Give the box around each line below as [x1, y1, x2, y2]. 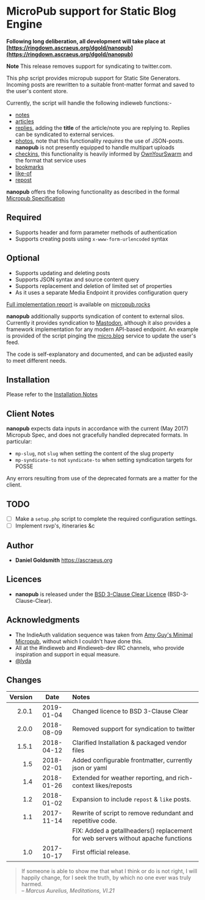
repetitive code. [72, 817, 117, 825]
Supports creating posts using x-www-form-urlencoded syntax [15, 235, 168, 243]
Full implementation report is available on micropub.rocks [6, 300, 151, 308]
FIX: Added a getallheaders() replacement [72, 826, 193, 835]
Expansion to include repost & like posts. [72, 795, 192, 804]
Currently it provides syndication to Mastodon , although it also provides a [6, 319, 191, 326]
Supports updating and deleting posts [15, 269, 110, 276]
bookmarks [15, 163, 44, 170]
